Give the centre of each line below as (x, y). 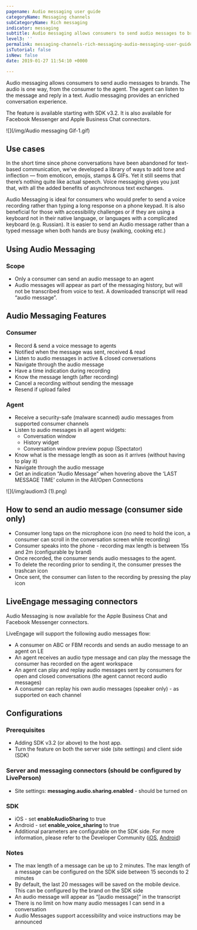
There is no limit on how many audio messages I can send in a (90, 903)
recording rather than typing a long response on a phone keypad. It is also (96, 206)
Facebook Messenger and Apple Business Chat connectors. (79, 119)
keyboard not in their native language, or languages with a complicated (92, 218)
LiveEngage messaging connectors (72, 601)
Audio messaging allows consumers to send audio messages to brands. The (98, 82)
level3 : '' (19, 39)
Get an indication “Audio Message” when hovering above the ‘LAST (96, 474)
